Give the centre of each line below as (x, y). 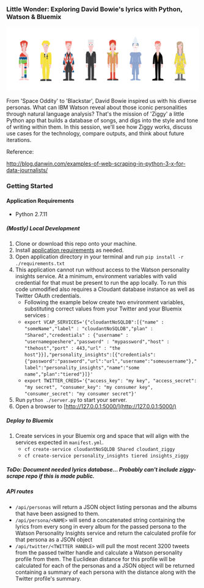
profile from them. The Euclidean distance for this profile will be (95, 559)
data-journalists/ (27, 170)
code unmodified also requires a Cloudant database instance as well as (105, 289)
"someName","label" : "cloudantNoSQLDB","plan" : (89, 329)
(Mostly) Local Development (43, 228)
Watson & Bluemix (34, 17)
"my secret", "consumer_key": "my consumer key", (89, 388)
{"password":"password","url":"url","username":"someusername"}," (111, 361)
